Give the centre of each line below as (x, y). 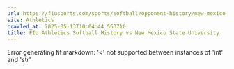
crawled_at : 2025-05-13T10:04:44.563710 (67, 26)
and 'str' (19, 60)
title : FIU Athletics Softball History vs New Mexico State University (113, 33)
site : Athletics (31, 20)
